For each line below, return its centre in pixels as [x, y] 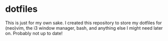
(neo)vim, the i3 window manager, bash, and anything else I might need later [84, 28]
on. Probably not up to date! [34, 33]
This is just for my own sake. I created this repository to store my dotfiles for [83, 23]
